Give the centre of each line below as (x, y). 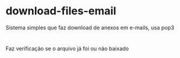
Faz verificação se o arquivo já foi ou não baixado (67, 48)
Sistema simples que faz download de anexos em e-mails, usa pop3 (90, 28)
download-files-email (61, 11)
